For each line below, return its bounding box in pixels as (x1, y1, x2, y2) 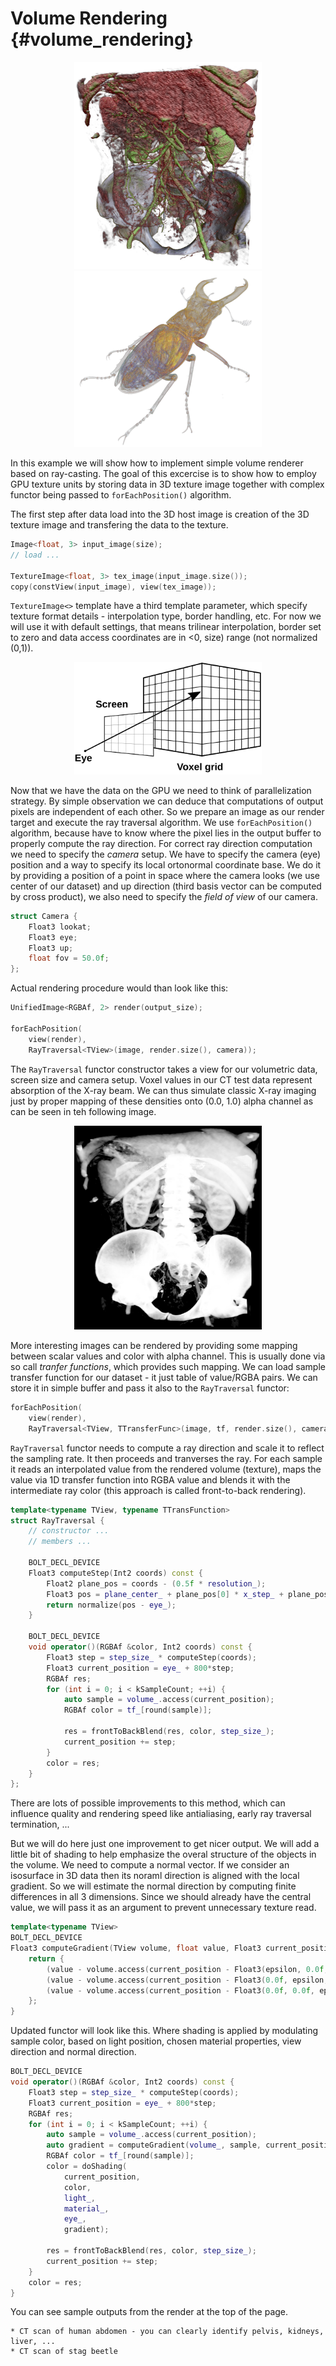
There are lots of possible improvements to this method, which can (10, 1797, 286, 1809)
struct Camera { (10, 911, 78, 921)
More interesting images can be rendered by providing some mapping (10, 1340, 298, 1352)
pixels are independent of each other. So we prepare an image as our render (10, 805, 325, 817)
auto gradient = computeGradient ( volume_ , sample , (46, 2140, 262, 2151)
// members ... (28, 1537, 92, 1547)
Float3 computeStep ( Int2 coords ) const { (28, 1568, 203, 1578)
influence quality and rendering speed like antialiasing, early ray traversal (10, 1808, 312, 1820)
